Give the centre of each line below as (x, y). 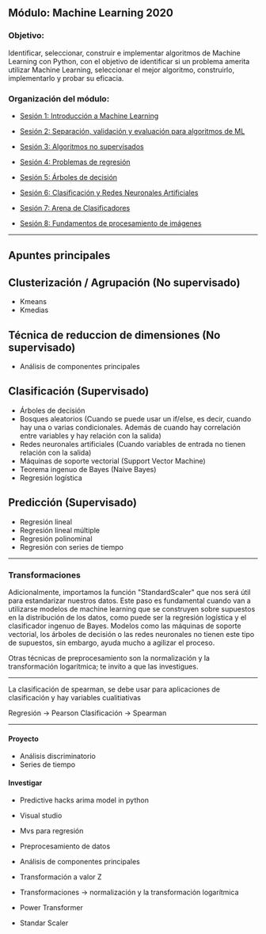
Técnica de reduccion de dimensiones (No (114, 335)
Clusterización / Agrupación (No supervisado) (124, 282)
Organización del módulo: (59, 98)
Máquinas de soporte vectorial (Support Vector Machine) (112, 461)
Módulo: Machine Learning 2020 (91, 13)
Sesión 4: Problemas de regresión (75, 162)
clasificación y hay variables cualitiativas (74, 697)
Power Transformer (51, 908)
